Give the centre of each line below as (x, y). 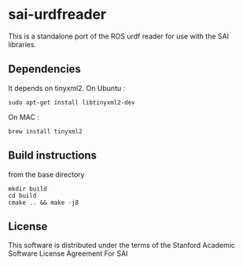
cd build (22, 195)
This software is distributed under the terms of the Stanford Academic (122, 246)
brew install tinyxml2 (45, 131)
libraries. (22, 44)
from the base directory (46, 174)
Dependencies (44, 69)
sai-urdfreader (57, 15)
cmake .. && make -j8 (44, 202)
